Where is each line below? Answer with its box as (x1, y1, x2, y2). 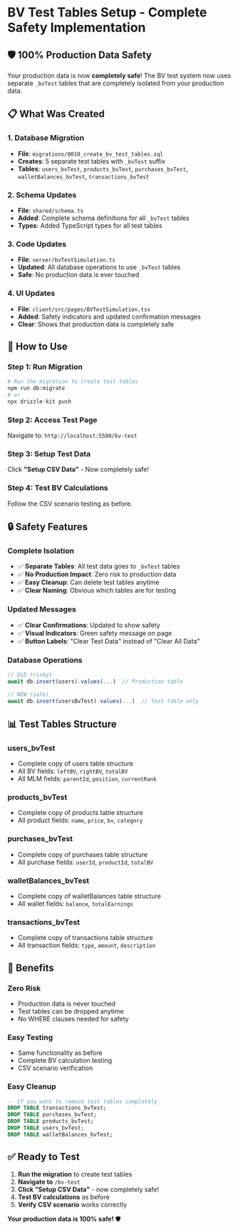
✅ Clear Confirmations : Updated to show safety (17, 621, 160, 629)
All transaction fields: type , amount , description (17, 941, 156, 950)
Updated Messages (7, 604, 76, 614)
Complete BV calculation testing (17, 1056, 113, 1065)
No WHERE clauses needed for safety (17, 1015, 130, 1023)
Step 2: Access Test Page (7, 415, 98, 425)
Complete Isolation (7, 546, 75, 556)
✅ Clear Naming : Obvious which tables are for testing (17, 586, 177, 595)
